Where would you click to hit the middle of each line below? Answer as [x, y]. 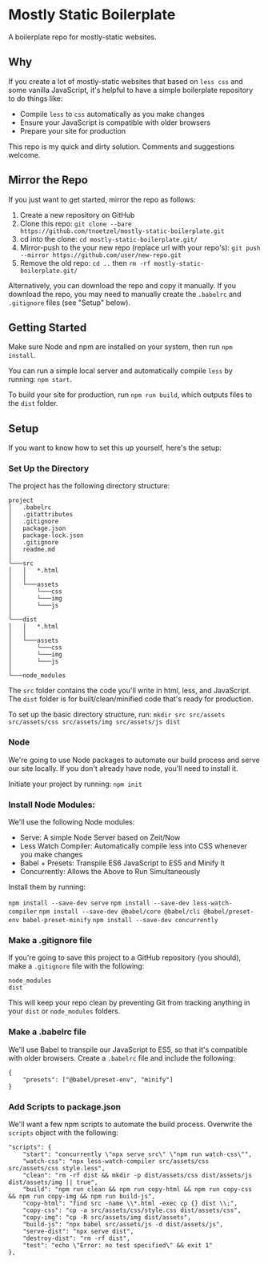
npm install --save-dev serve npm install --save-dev [99, 903]
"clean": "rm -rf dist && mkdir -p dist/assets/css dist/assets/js [137, 1175]
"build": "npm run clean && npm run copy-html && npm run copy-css [137, 1189]
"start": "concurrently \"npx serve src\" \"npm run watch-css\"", [137, 1154]
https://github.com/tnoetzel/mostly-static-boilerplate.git [122, 231]
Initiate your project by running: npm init [75, 784]
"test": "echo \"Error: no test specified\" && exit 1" [118, 1245]
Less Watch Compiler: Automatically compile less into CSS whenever [134, 846]
